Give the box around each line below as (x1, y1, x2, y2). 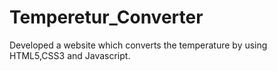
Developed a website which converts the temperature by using (9, 39, 268, 51)
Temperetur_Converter (9, 6, 204, 29)
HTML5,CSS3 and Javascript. (9, 49, 131, 61)
